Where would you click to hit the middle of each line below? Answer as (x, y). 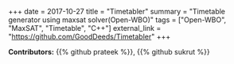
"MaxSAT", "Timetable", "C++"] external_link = (85, 28)
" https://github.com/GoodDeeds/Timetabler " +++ (90, 36)
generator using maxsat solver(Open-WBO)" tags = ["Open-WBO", (117, 20)
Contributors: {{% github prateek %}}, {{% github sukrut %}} (109, 52)
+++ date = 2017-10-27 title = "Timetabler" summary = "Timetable (117, 11)
